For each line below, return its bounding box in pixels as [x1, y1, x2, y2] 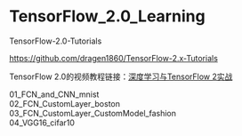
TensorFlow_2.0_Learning [9, 6, 206, 27]
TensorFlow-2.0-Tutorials [9, 36, 102, 46]
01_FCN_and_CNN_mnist [9, 89, 100, 100]
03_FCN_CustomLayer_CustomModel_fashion [9, 108, 176, 118]
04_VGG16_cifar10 [9, 117, 76, 128]
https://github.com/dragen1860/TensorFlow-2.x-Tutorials [9, 52, 218, 63]
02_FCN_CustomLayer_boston [9, 98, 121, 108]
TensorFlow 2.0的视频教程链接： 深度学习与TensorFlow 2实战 [9, 71, 233, 82]
